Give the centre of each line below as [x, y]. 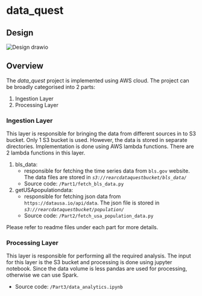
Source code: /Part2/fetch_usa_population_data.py [89, 216]
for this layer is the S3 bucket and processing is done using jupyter [89, 262]
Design [20, 33]
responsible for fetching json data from [72, 197]
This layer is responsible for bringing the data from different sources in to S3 [101, 134]
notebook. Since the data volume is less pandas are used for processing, [97, 269]
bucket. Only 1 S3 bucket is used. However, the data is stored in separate [97, 140]
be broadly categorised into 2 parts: [51, 87]
